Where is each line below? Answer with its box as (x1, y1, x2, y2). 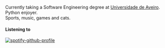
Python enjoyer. (5, 9, 38, 15)
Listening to (5, 26, 31, 32)
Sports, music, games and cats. (5, 15, 71, 20)
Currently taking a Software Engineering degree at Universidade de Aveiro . (5, 4, 160, 10)
